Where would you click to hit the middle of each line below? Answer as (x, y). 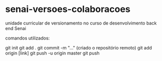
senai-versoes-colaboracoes (68, 9)
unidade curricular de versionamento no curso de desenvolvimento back (81, 23)
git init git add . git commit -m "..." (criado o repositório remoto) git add (79, 47)
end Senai (16, 28)
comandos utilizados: (28, 38)
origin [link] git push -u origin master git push (52, 53)
